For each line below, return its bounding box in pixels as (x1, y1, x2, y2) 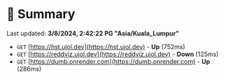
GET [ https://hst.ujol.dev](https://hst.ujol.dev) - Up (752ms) (16, 42, 186, 51)
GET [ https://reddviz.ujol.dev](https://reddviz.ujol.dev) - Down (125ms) (16, 50, 219, 58)
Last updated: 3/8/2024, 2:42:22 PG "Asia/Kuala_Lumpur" (6, 29, 180, 37)
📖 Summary (6, 6, 75, 22)
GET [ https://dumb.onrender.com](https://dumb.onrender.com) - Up (16, 57, 210, 65)
